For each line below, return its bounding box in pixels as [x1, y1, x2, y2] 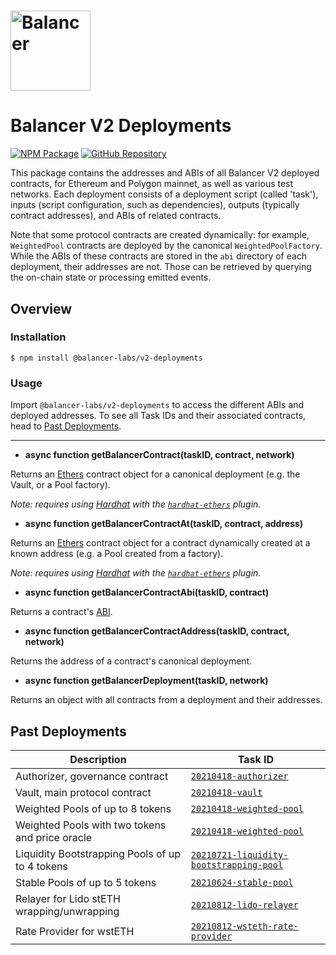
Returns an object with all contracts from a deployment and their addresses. [10, 694, 323, 706]
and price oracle [15, 830, 93, 844]
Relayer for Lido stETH [15, 891, 121, 905]
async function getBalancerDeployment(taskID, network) [24, 675, 269, 687]
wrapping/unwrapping [15, 904, 120, 918]
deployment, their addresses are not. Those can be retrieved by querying [10, 261, 312, 273]
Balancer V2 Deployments [10, 115, 232, 137]
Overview [10, 300, 73, 317]
